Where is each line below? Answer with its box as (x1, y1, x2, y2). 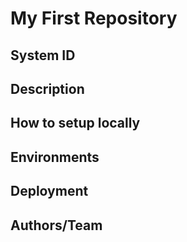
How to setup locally (10, 115, 141, 132)
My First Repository (10, 7, 178, 30)
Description (10, 80, 85, 97)
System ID (10, 47, 76, 64)
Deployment (10, 183, 89, 200)
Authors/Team (10, 217, 103, 234)
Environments (10, 148, 100, 166)
